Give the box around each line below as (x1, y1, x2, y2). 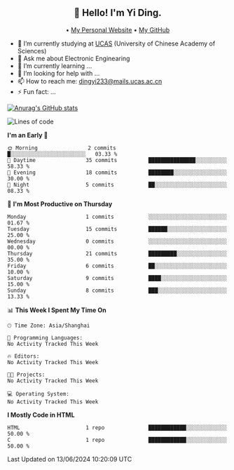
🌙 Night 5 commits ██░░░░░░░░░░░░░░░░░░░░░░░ (7, 181, 228, 188)
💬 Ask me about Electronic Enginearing (17, 54, 130, 62)
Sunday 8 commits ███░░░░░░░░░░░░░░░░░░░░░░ (7, 287, 228, 294)
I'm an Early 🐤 (7, 130, 48, 139)
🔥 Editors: (7, 352, 40, 360)
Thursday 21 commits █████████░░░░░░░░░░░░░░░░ (7, 250, 228, 257)
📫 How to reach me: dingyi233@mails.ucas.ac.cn (17, 76, 163, 85)
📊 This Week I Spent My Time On (7, 306, 106, 314)
